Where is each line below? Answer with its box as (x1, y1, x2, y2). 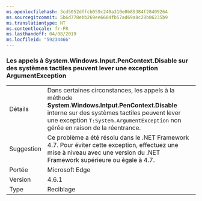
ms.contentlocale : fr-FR (6, 25, 69, 32)
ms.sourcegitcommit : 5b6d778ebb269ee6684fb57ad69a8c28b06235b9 (6, 14, 168, 20)
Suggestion (9, 145, 42, 153)
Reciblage (47, 185, 76, 194)
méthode (47, 94, 73, 102)
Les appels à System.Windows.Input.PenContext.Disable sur (6, 56, 188, 65)
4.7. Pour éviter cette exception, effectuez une (47, 141, 179, 149)
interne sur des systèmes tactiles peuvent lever (47, 109, 181, 117)
